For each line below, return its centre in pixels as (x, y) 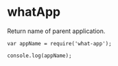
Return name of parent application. (56, 31)
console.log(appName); (39, 56)
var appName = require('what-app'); (59, 43)
